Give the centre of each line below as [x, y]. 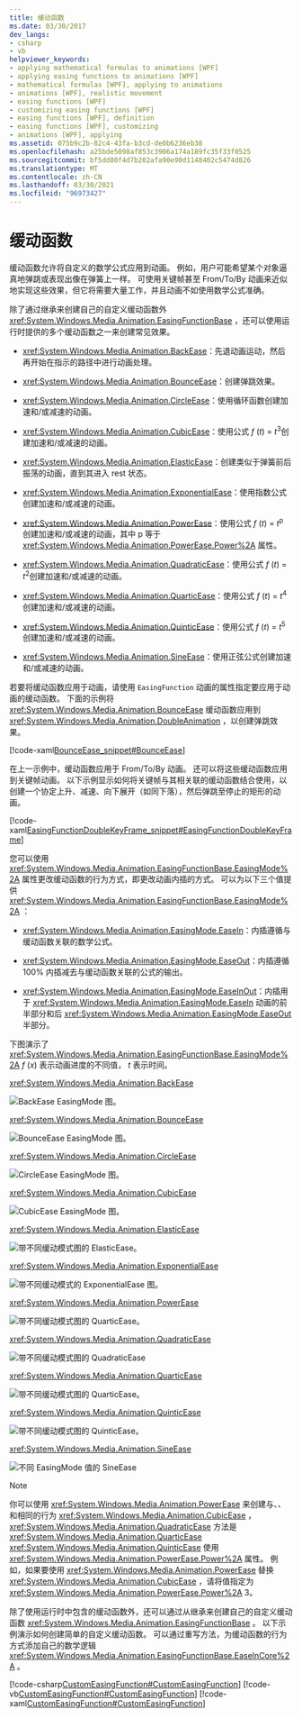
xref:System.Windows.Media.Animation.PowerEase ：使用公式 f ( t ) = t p [153, 522]
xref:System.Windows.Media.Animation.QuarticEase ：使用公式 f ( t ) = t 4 [155, 595]
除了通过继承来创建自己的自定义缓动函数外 [88, 309]
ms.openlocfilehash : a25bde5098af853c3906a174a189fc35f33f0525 [130, 151]
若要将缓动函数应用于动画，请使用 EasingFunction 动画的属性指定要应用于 [146, 687]
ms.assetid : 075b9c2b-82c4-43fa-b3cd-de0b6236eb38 [106, 143]
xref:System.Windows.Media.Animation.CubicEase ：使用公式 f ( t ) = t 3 [151, 431]
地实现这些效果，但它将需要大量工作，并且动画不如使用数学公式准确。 [139, 290]
